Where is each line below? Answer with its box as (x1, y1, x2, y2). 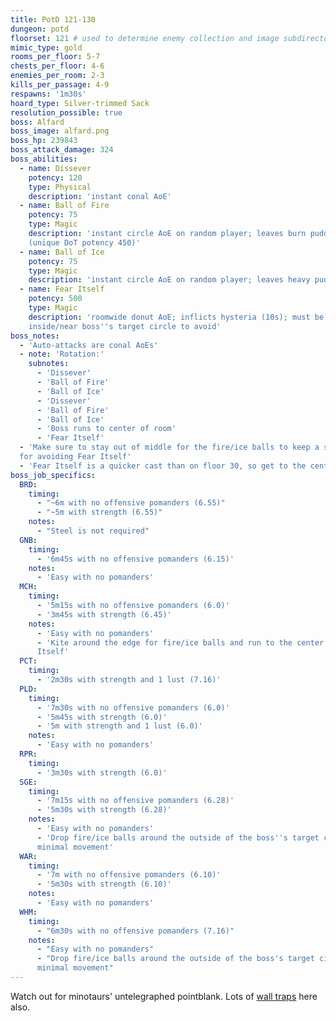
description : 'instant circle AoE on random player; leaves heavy (28, 275, 311, 285)
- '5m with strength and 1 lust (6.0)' (36, 721, 203, 731)
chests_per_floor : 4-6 (10, 61, 105, 71)
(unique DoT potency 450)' (28, 237, 141, 248)
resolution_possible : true (10, 107, 123, 118)
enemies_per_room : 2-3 (10, 71, 105, 81)
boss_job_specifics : (10, 470, 97, 480)
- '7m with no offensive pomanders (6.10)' (36, 870, 222, 880)
